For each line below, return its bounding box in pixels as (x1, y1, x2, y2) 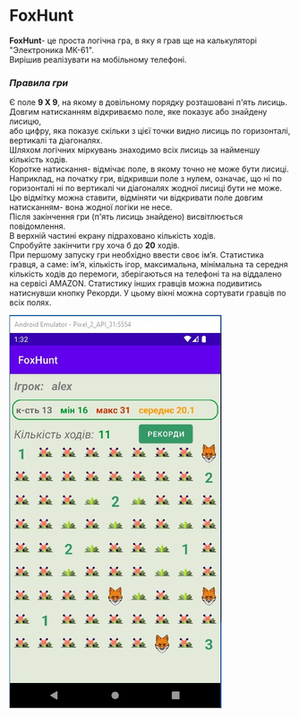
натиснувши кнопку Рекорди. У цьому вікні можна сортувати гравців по (9, 288, 286, 299)
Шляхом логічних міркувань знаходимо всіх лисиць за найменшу (9, 144, 261, 155)
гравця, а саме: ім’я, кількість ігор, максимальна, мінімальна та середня (9, 259, 288, 270)
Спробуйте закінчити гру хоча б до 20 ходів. (9, 240, 181, 251)
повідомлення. (9, 221, 65, 232)
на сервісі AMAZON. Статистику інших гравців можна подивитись (9, 278, 262, 289)
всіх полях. (9, 297, 52, 308)
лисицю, (9, 116, 42, 127)
